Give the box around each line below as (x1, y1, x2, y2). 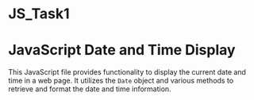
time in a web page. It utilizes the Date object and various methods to (8, 76, 234, 86)
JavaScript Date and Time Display (8, 41, 236, 60)
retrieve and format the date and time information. (8, 84, 172, 94)
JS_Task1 (8, 5, 70, 23)
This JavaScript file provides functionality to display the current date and (8, 67, 246, 77)
